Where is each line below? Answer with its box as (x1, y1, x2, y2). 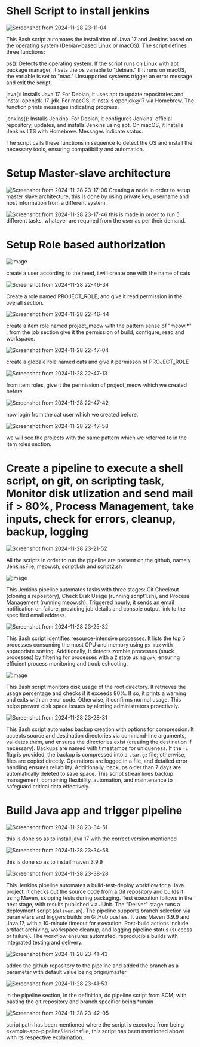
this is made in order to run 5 (109, 211, 180, 218)
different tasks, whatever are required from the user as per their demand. (6, 217, 186, 224)
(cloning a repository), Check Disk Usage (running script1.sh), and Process (6, 592, 190, 599)
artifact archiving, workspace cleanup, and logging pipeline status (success (6, 926, 193, 933)
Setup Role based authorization (6, 238, 166, 252)
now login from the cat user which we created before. (6, 411, 139, 418)
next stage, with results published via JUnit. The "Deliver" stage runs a (6, 900, 180, 908)
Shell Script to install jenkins (6, 4, 150, 18)
